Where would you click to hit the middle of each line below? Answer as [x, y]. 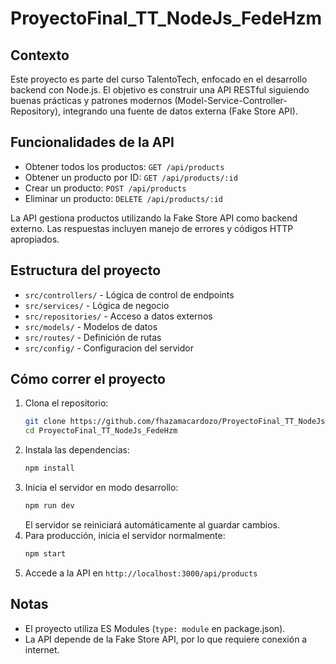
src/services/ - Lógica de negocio [97, 305]
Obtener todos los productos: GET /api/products [124, 166]
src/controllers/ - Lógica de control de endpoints [129, 294]
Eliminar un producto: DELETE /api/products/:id [123, 198]
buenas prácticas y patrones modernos [91, 100]
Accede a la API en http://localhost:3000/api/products [141, 573]
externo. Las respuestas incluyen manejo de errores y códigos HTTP [152, 228]
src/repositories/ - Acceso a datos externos [118, 316]
